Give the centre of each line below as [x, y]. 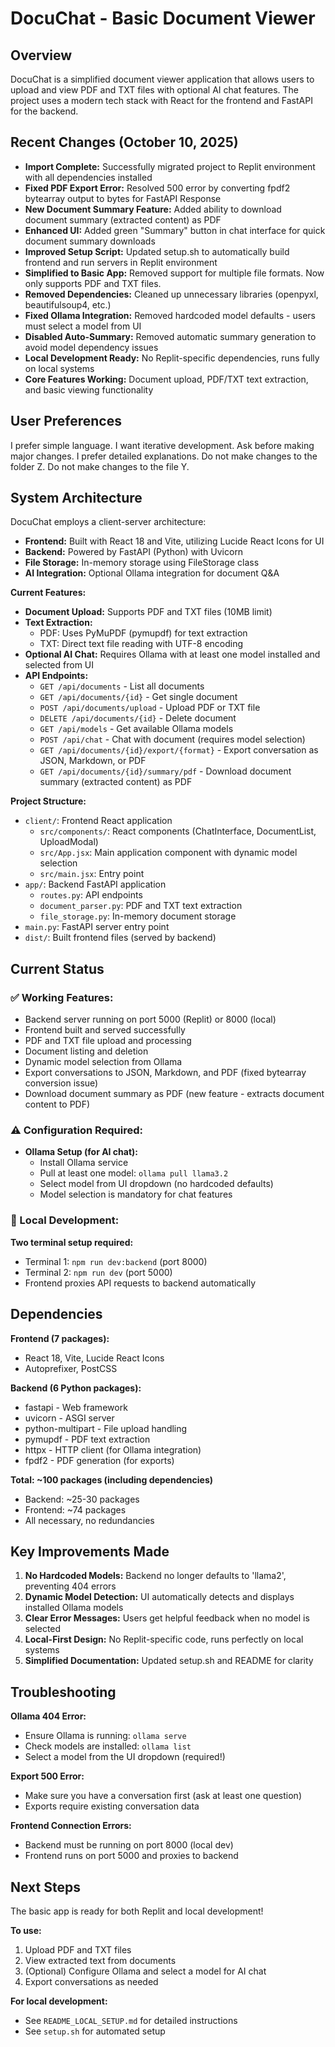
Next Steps [45, 1887]
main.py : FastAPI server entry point [97, 927]
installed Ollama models [74, 1608]
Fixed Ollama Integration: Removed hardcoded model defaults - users [170, 315]
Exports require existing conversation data [112, 1806]
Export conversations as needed [91, 1981]
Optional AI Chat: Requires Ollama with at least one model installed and [172, 654]
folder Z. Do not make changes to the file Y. [100, 466]
